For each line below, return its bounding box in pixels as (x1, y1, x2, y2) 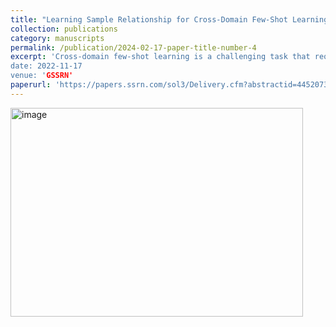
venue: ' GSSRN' (10, 71, 74, 81)
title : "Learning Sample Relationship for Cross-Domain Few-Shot (10, 14, 288, 25)
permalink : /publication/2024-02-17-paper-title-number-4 (10, 42, 257, 53)
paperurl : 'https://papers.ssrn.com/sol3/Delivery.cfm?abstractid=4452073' (10, 80, 333, 90)
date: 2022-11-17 (10, 61, 83, 71)
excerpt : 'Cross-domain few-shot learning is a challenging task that (10, 52, 311, 62)
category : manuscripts (10, 33, 105, 43)
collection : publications (10, 24, 118, 34)
